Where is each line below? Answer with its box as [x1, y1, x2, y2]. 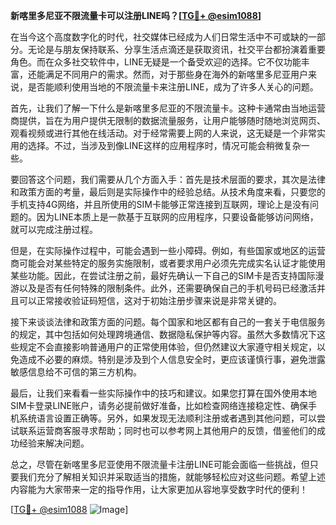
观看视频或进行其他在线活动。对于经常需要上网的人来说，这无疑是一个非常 [10, 127, 317, 139]
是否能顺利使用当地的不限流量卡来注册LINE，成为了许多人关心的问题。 [27, 81, 319, 93]
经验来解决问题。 [18, 437, 90, 449]
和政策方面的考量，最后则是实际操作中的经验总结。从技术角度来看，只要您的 [10, 186, 326, 198]
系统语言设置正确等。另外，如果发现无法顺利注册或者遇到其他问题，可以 [18, 412, 317, 424]
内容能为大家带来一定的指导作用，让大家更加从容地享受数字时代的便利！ [10, 484, 308, 495]
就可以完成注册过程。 [10, 224, 98, 235]
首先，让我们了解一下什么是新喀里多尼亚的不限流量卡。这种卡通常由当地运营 [10, 102, 326, 114]
